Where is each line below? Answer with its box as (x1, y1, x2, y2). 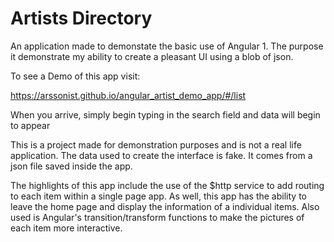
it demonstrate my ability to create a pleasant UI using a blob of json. (10, 50, 294, 62)
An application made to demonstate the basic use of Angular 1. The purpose (10, 40, 324, 52)
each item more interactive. (10, 222, 123, 234)
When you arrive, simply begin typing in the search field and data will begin (10, 108, 321, 121)
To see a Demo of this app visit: (10, 70, 141, 82)
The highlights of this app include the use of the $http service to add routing (10, 179, 325, 191)
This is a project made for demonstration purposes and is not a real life (10, 138, 302, 151)
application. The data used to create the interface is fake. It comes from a (10, 149, 313, 161)
